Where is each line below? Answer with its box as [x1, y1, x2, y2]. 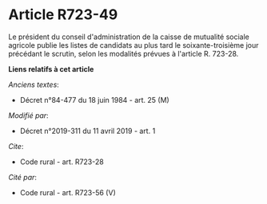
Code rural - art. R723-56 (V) [19, 187, 116, 197]
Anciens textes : [8, 80, 60, 89]
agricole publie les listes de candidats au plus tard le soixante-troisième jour [8, 40, 259, 49]
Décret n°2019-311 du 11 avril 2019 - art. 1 [19, 126, 156, 135]
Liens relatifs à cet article [8, 64, 94, 73]
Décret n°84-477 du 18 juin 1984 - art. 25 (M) [19, 95, 169, 104]
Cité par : [8, 172, 38, 182]
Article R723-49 [8, 6, 118, 24]
